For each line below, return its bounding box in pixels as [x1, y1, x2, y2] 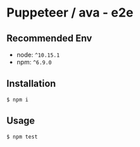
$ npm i [6, 96, 29, 103]
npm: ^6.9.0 [16, 58, 52, 66]
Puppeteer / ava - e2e [6, 5, 134, 21]
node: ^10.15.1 [16, 50, 60, 59]
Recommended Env [6, 32, 93, 44]
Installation [6, 78, 56, 90]
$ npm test [6, 133, 38, 140]
